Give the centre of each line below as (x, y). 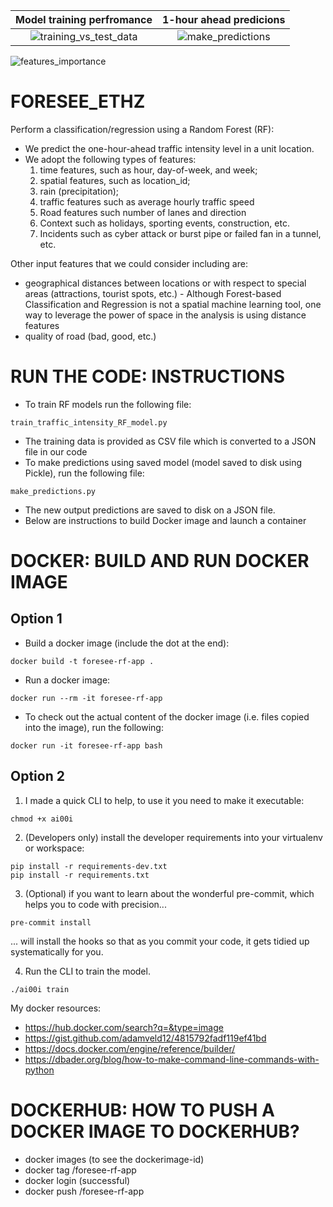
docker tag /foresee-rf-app (80, 1170)
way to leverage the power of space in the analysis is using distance (165, 315)
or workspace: (54, 848)
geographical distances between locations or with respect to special (165, 283)
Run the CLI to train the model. (87, 971)
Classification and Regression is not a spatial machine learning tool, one (173, 304)
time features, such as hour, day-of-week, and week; (148, 170)
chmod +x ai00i (42, 819)
